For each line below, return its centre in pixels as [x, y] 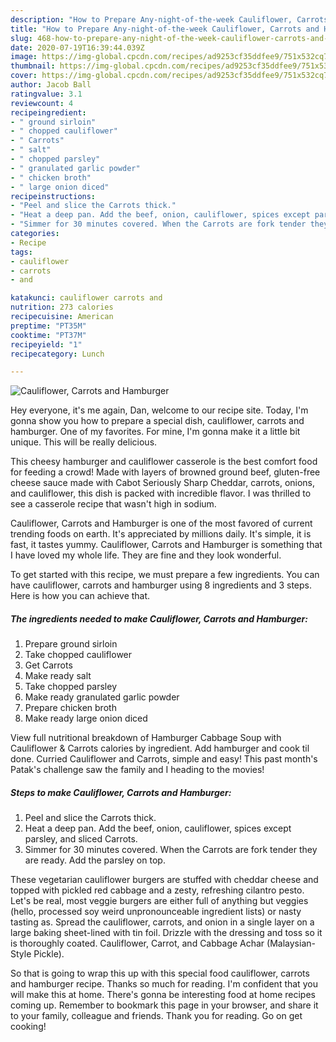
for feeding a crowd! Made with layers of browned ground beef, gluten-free [165, 472]
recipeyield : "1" [46, 344]
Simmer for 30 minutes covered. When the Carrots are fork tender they [171, 850]
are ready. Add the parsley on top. [95, 860]
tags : [21, 252]
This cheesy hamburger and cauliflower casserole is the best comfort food [164, 462]
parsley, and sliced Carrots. [81, 839]
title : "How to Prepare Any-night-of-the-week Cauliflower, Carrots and [165, 29]
